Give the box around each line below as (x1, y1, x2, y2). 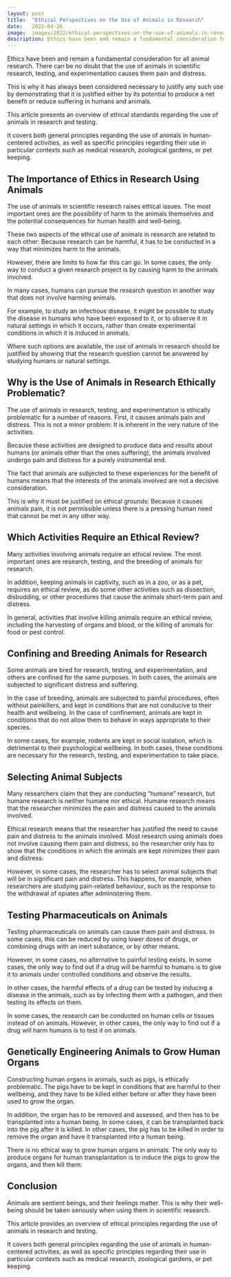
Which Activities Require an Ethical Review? (7, 532, 200, 543)
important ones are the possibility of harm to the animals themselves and (7, 209, 214, 218)
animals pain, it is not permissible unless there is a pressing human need (7, 504, 212, 512)
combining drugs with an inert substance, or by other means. (7, 942, 180, 951)
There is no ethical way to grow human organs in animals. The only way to (7, 1145, 217, 1154)
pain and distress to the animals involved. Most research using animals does (7, 832, 223, 840)
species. (7, 723, 32, 731)
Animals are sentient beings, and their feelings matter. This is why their (7, 1198, 208, 1207)
